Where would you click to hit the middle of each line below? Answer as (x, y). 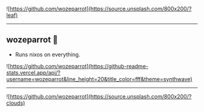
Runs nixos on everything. (48, 54)
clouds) (16, 103)
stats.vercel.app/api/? (33, 73)
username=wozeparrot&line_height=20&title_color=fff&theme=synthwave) (99, 79)
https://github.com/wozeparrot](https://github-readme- (79, 66)
